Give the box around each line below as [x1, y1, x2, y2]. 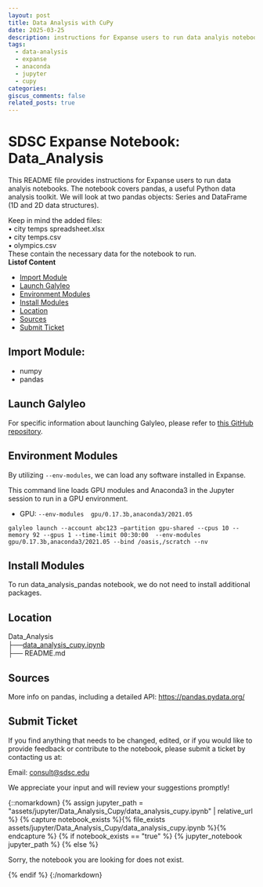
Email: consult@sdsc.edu [8, 767, 90, 777]
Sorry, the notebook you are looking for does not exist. [8, 855, 184, 864]
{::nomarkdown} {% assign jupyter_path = [8, 798, 143, 807]
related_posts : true [8, 99, 76, 107]
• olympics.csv [8, 241, 57, 250]
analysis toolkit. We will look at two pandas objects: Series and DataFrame [8, 192, 247, 202]
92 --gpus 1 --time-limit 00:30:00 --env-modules [32, 531, 201, 538]
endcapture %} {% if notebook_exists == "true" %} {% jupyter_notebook [8, 831, 243, 841]
